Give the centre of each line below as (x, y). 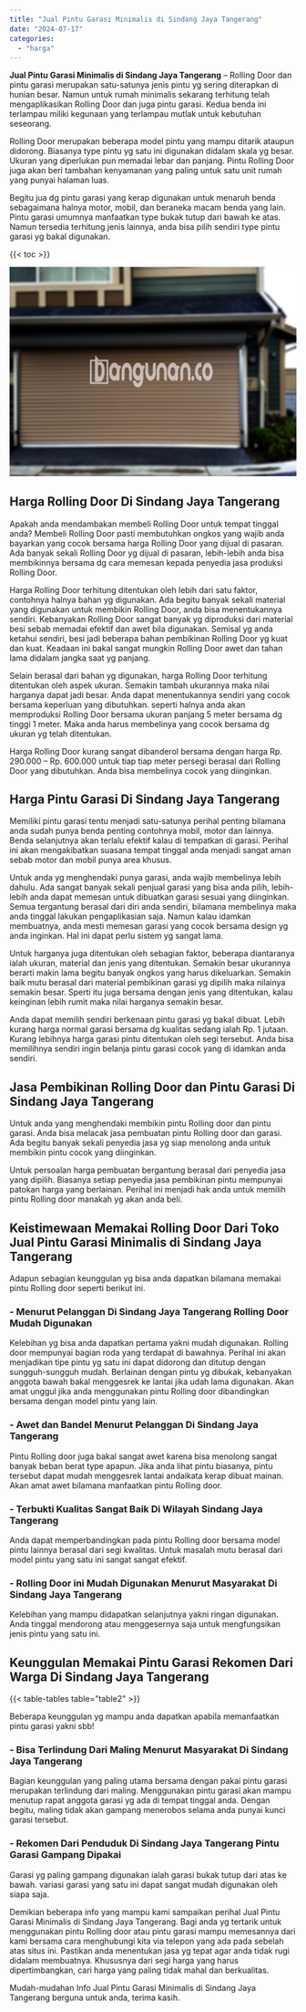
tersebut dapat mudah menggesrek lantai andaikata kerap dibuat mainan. (147, 1475)
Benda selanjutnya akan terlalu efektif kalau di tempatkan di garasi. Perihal (149, 840)
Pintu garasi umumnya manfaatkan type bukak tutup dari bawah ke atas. (145, 217)
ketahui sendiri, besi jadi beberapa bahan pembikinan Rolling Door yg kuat (149, 638)
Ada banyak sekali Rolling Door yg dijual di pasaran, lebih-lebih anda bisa (147, 553)
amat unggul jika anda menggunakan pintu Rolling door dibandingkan (139, 1392)
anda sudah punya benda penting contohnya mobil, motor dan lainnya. (142, 831)
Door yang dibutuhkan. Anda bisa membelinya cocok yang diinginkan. (141, 770)
